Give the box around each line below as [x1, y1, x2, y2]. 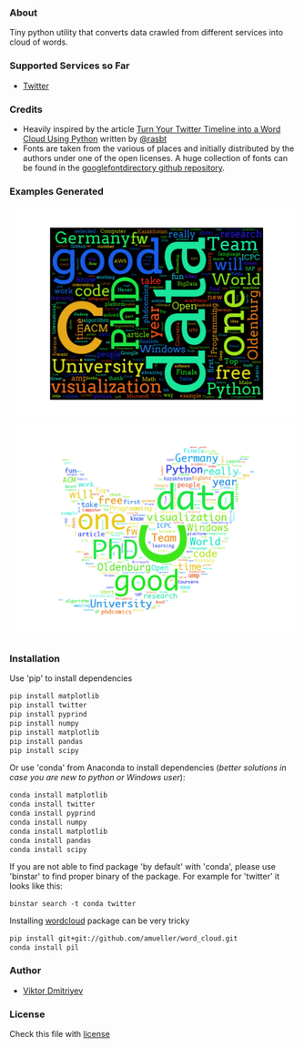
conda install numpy [9, 818, 88, 828]
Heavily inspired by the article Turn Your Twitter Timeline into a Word [22, 123, 281, 134]
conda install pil [9, 943, 79, 952]
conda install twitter [9, 799, 96, 809]
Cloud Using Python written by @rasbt [22, 133, 167, 144]
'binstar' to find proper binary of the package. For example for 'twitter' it [9, 871, 280, 882]
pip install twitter [9, 701, 88, 710]
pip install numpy [9, 719, 79, 728]
